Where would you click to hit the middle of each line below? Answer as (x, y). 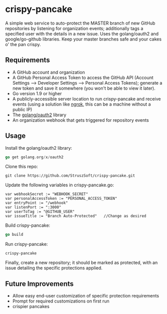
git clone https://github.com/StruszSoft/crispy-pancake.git (70, 176)
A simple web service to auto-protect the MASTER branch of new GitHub (80, 23)
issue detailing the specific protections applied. (54, 268)
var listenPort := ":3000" (33, 207)
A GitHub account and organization (48, 72)
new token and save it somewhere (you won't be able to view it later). (84, 88)
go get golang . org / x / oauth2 (34, 157)
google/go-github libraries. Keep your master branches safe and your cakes (83, 39)
